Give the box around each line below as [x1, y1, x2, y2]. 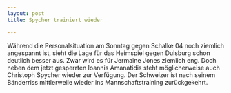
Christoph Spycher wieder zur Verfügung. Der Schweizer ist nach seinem [7, 70, 216, 79]
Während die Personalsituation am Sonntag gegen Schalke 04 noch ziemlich [7, 41, 224, 50]
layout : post [7, 10, 45, 17]
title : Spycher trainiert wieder [7, 17, 103, 23]
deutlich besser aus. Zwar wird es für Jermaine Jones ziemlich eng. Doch [7, 56, 217, 64]
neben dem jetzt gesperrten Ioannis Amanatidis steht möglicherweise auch [7, 63, 221, 72]
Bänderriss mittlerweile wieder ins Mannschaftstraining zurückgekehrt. [7, 78, 208, 86]
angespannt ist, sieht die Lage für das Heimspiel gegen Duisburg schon [7, 49, 210, 57]
